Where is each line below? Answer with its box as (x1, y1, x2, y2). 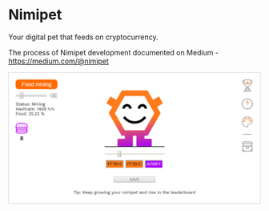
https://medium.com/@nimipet (8, 56, 110, 66)
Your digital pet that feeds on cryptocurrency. (8, 32, 159, 42)
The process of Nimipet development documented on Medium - (8, 47, 219, 57)
